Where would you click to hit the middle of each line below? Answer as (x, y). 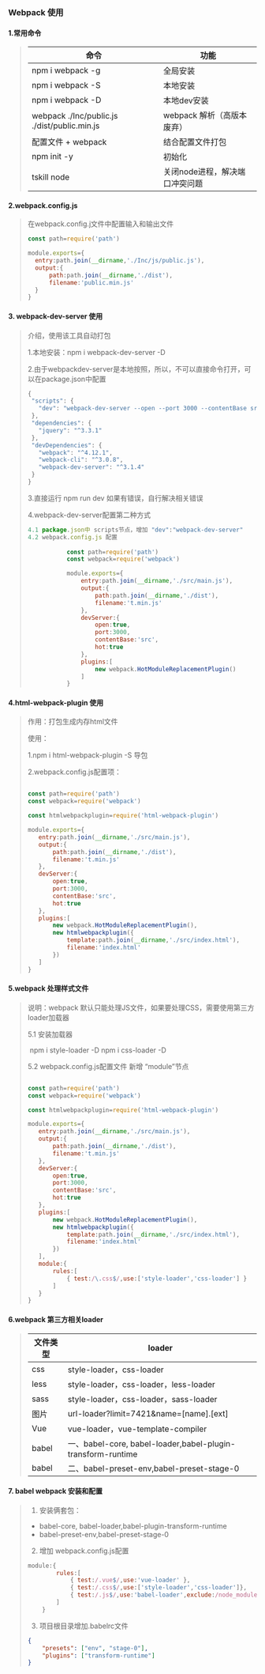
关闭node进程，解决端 (204, 172)
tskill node (50, 177)
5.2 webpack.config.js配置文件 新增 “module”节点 (108, 1066)
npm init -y (52, 157)
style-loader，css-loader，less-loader (141, 1384)
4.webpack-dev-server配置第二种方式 (89, 515)
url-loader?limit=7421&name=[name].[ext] (148, 1413)
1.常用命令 (25, 32)
